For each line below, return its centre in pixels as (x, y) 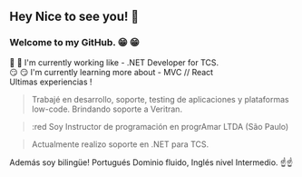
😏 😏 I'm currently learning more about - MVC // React (112, 72)
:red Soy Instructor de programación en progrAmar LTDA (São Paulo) (160, 126)
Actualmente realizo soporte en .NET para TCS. (120, 144)
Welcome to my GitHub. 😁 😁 (74, 43)
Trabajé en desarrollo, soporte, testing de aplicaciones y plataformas (160, 99)
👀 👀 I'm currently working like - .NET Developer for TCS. (114, 62)
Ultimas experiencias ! (51, 82)
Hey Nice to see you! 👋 (74, 17)
